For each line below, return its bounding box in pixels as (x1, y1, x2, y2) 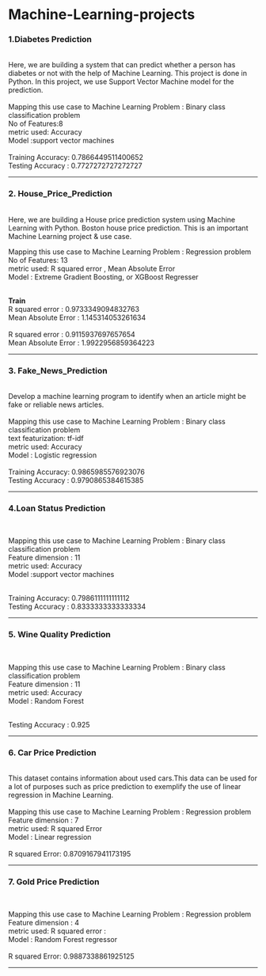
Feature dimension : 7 (8, 815, 79, 825)
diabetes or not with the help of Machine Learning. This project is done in (8, 69, 248, 78)
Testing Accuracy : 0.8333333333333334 (8, 602, 146, 611)
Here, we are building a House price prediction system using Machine (8, 215, 236, 224)
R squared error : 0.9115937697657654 (8, 329, 136, 339)
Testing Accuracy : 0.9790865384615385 (8, 476, 144, 485)
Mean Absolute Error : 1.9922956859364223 (8, 338, 155, 347)
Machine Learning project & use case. (8, 231, 132, 241)
